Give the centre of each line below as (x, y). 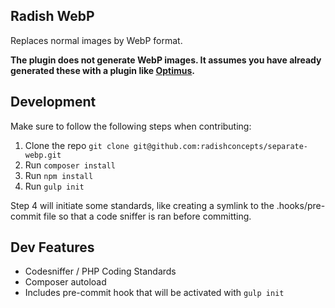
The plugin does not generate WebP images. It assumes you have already (166, 60)
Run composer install (70, 165)
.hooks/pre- (301, 205)
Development (53, 102)
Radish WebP (52, 16)
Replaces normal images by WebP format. (96, 40)
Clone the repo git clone (77, 145)
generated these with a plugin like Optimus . (103, 70)
